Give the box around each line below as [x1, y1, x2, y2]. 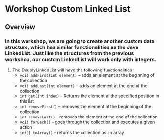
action [19, 124, 33, 130]
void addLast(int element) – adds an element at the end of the [19, 82, 148, 89]
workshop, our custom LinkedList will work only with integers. [5, 56, 157, 63]
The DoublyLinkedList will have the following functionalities [12, 67, 133, 73]
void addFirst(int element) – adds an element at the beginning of [19, 72, 155, 78]
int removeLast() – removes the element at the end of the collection [19, 114, 158, 119]
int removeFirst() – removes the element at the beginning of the [19, 103, 152, 109]
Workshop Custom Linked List [5, 3, 131, 15]
